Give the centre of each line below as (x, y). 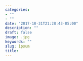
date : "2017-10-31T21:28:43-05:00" (42, 23)
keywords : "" (19, 42)
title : (12, 51)
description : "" (22, 28)
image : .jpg (17, 37)
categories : (17, 10)
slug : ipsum (17, 46)
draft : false (19, 32)
